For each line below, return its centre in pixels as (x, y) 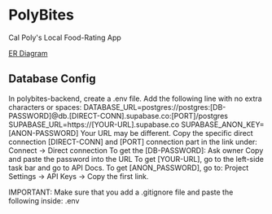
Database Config (52, 79)
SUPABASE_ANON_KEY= (223, 124)
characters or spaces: (45, 107)
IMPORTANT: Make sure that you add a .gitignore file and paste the (121, 192)
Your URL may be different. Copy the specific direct (167, 133)
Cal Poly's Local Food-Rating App (65, 37)
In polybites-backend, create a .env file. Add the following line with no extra (135, 98)
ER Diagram (28, 53)
